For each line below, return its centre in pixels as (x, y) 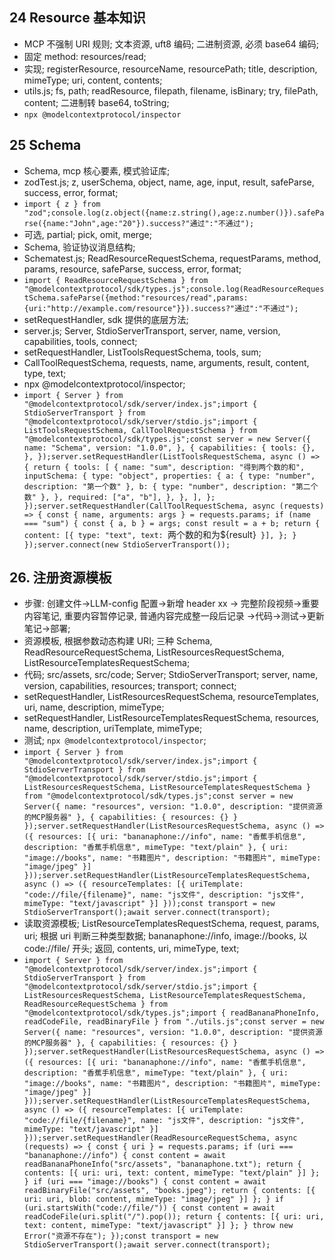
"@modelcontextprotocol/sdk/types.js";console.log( (133, 289)
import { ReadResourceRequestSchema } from (116, 280)
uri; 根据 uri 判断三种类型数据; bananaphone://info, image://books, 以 (165, 936)
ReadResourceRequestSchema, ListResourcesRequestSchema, (154, 652)
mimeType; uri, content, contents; (93, 80)
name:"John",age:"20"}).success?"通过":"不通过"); (150, 223)
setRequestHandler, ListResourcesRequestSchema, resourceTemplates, (171, 697)
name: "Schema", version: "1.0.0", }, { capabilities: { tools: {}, (169, 448)
